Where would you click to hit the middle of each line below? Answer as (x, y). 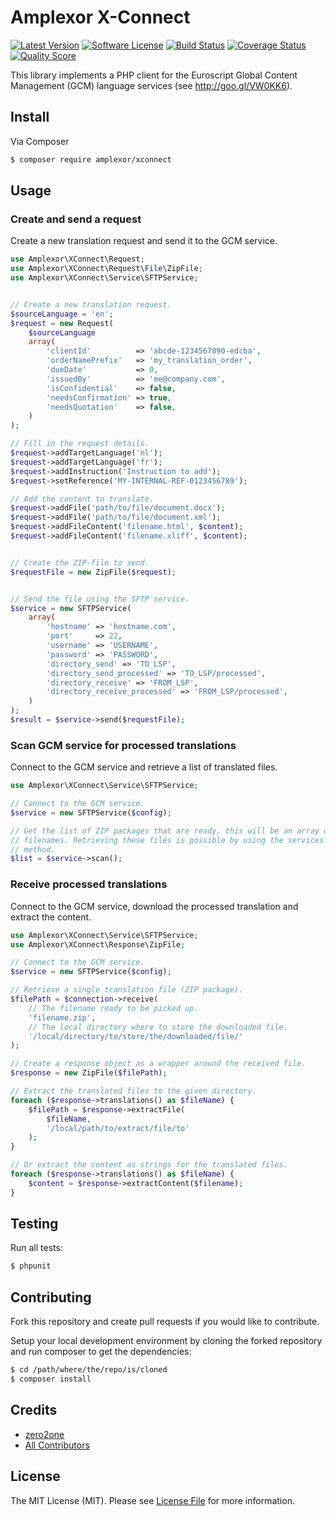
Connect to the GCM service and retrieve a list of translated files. (144, 767)
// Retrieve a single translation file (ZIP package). (127, 990)
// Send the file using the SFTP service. (100, 599)
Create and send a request (76, 219)
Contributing (51, 1297)
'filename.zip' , (62, 1017)
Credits (34, 1410)
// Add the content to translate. (82, 499)
